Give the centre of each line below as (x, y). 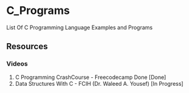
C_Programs (38, 11)
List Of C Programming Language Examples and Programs (80, 27)
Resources (27, 46)
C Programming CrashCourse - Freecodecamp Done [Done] (91, 77)
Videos (17, 64)
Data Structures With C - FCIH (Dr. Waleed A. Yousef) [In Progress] (99, 83)
